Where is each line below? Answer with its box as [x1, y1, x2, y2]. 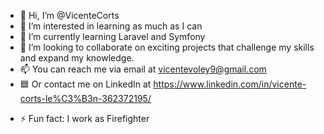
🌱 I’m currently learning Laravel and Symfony [19, 31, 206, 42]
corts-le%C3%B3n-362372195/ [19, 93, 152, 104]
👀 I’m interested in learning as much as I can [19, 20, 203, 32]
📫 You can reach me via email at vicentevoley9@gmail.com [19, 63, 267, 75]
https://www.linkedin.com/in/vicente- [153, 78, 307, 90]
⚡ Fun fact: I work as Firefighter [19, 113, 150, 124]
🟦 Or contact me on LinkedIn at [19, 78, 152, 90]
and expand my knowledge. [19, 52, 135, 64]
